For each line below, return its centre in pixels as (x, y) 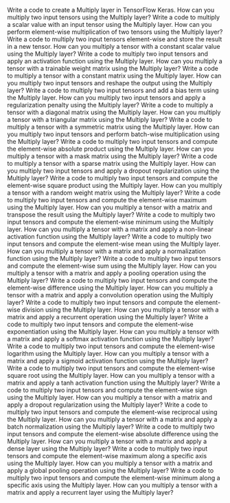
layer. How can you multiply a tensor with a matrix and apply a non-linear (111, 229)
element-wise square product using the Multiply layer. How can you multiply (115, 185)
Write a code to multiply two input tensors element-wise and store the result (115, 39)
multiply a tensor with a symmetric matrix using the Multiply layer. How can (113, 127)
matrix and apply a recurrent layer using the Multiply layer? (90, 492)
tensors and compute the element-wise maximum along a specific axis (107, 456)
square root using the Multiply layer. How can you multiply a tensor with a (111, 375)
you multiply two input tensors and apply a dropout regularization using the (113, 171)
